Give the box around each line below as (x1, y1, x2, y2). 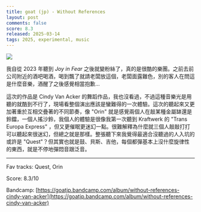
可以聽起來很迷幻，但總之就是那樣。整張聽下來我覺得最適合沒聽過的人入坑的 (6, 130, 195, 138)
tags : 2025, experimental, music (6, 37, 90, 43)
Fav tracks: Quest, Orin (6, 163, 63, 170)
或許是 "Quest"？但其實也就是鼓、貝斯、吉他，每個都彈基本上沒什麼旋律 (6, 138, 185, 145)
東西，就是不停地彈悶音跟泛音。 (11, 145, 90, 153)
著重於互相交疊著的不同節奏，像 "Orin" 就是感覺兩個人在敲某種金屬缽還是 (11, 108, 193, 115)
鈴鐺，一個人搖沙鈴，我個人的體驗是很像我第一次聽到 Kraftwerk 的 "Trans (6, 115, 187, 123)
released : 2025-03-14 (6, 31, 60, 37)
